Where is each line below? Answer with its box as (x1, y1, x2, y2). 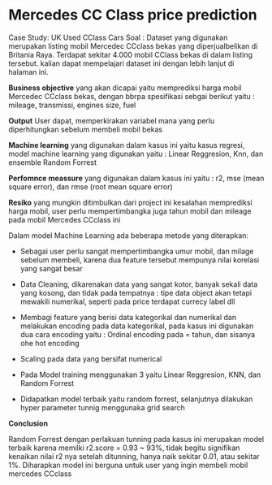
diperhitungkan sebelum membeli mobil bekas (8, 124, 163, 134)
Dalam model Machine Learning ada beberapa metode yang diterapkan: (8, 230, 249, 240)
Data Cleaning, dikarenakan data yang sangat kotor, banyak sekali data (19, 279, 258, 289)
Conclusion (8, 418, 49, 428)
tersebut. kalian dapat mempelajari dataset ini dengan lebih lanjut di (8, 58, 235, 68)
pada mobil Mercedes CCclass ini (8, 214, 121, 224)
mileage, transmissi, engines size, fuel (8, 100, 136, 110)
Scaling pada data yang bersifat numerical (19, 353, 162, 363)
